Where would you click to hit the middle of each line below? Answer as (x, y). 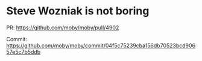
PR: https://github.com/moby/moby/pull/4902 (63, 28)
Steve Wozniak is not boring (78, 11)
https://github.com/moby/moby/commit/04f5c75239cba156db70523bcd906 (101, 45)
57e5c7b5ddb (24, 51)
